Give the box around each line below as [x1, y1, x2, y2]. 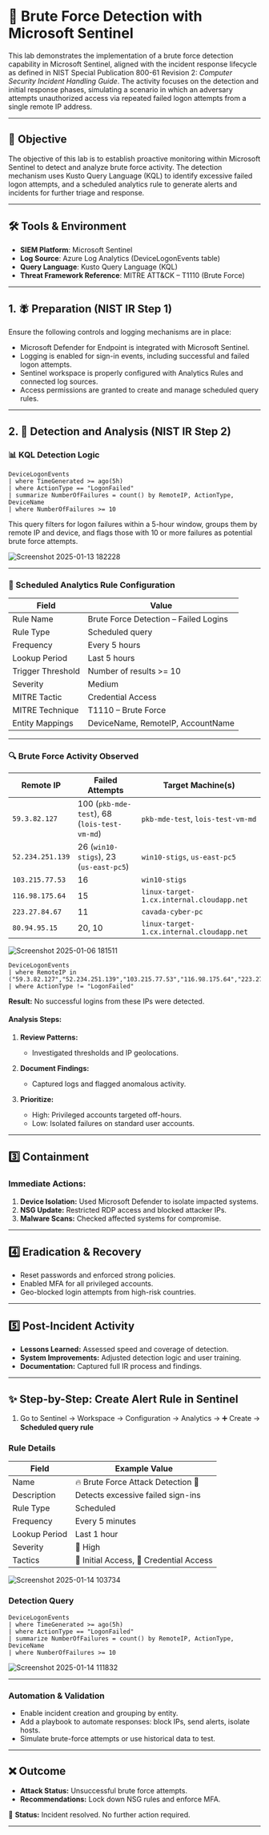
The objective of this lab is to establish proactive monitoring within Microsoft [8, 154, 261, 163]
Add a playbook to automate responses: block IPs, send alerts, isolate [19, 1716, 251, 1726]
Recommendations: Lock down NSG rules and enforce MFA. [19, 1794, 221, 1804]
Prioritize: [19, 1094, 54, 1104]
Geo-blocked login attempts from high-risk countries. [19, 1287, 196, 1297]
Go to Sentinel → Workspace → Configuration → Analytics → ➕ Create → [19, 1413, 260, 1423]
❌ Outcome [8, 1765, 66, 1778]
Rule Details [8, 1442, 56, 1453]
